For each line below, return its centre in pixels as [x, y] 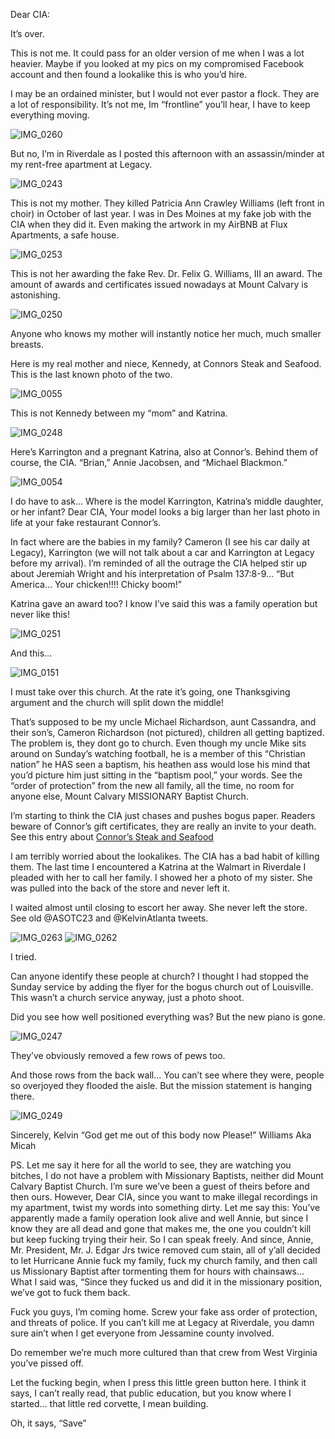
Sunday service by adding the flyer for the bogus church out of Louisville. [162, 987]
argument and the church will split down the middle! [117, 702]
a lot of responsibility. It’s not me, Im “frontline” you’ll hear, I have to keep [160, 104]
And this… [31, 653]
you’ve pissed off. [47, 1363]
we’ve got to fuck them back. [70, 1292]
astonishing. [35, 295]
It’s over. [27, 33]
